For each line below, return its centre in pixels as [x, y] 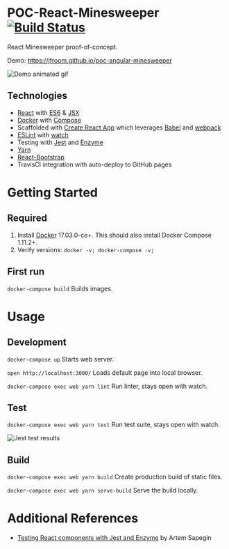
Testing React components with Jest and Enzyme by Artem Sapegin [114, 538]
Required [27, 218]
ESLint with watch [43, 134]
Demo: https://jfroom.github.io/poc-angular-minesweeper [90, 60]
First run [26, 272]
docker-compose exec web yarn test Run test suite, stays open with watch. [113, 425]
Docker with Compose [49, 120]
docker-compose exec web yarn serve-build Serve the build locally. [103, 490]
